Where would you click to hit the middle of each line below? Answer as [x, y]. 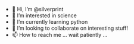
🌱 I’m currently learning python [50, 22]
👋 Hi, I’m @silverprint [38, 9]
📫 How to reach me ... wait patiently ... [60, 35]
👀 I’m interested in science [44, 15]
